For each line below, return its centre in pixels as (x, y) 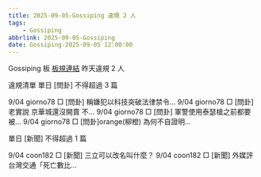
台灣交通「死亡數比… (43, 165)
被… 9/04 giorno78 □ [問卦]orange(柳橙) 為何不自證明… (100, 122)
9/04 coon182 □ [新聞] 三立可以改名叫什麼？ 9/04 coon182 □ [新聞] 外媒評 (131, 156)
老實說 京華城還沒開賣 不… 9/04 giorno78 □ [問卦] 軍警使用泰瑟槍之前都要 (130, 112)
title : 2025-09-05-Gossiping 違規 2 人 (72, 15)
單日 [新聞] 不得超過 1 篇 (48, 138)
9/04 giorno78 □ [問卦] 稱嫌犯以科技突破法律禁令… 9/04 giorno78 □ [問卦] (131, 102)
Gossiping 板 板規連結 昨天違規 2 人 (67, 69)
